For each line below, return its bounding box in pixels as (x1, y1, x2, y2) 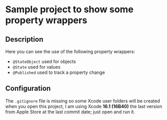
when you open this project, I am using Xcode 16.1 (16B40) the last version (5, 103, 162, 109)
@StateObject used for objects (12, 58, 76, 65)
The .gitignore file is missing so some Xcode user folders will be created (5, 97, 160, 104)
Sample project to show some (5, 4, 134, 15)
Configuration (5, 84, 51, 93)
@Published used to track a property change (12, 69, 105, 75)
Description (5, 35, 43, 44)
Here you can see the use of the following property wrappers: (5, 49, 135, 54)
